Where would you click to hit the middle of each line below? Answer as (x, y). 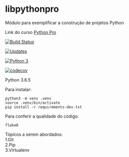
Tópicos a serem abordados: (34, 134)
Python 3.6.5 (18, 80)
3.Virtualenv (17, 150)
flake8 (12, 125)
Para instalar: (18, 89)
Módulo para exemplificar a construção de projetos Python (64, 23)
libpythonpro (32, 9)
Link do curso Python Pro (31, 32)
